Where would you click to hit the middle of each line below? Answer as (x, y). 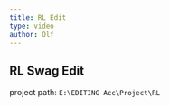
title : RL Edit (38, 18)
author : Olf (32, 34)
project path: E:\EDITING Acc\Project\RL (85, 93)
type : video (32, 26)
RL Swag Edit (47, 71)
